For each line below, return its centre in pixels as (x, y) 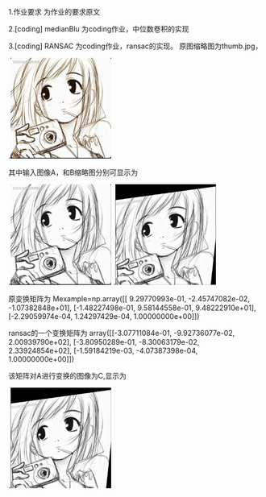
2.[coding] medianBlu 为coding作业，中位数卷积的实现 (99, 29)
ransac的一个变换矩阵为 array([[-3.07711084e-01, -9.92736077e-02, (122, 333)
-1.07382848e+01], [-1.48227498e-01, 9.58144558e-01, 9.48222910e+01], (132, 308)
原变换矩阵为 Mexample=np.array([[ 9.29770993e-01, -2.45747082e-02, (129, 299)
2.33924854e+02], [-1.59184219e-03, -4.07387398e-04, (103, 350)
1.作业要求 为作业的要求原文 (54, 12)
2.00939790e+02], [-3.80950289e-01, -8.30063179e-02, (104, 342)
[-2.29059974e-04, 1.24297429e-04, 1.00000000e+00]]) (104, 316)
